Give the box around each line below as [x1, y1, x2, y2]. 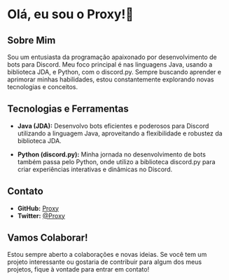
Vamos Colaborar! [7, 232, 88, 244]
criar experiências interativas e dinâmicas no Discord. [17, 165, 173, 173]
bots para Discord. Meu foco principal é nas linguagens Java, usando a [7, 60, 213, 69]
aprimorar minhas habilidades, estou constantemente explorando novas [7, 75, 214, 84]
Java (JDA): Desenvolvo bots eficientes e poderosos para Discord [17, 121, 209, 130]
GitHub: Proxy [17, 204, 60, 213]
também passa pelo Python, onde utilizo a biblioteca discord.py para [17, 157, 216, 166]
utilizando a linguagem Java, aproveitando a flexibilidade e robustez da [17, 129, 223, 138]
